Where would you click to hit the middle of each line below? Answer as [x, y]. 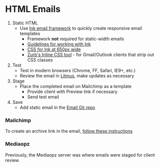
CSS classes [40, 60]
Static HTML [25, 23]
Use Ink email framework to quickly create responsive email [81, 28]
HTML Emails [33, 9]
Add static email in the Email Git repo [57, 107]
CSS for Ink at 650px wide [54, 49]
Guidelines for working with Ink [59, 44]
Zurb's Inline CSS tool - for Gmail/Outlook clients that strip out [90, 54]
